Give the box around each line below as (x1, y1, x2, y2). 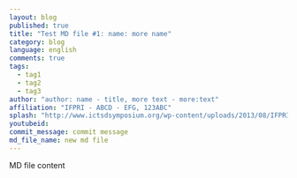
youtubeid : (9, 120, 49, 129)
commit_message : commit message (9, 128, 128, 137)
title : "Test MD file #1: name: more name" (9, 29, 172, 38)
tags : (9, 63, 29, 71)
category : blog (9, 37, 65, 47)
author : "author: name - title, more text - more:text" (9, 94, 219, 104)
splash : (9, 111, 38, 120)
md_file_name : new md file (9, 136, 109, 145)
